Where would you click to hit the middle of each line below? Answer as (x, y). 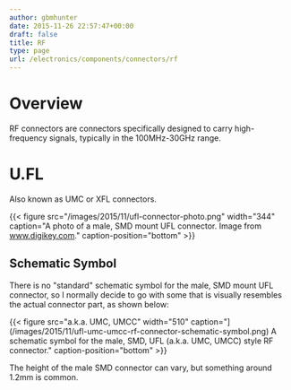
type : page (30, 51)
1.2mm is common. (44, 377)
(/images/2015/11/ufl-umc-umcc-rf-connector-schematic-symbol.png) (139, 331)
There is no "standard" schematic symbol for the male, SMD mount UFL (141, 285)
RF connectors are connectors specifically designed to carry (121, 128)
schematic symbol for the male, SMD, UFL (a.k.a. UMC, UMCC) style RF (141, 341)
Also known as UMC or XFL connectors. (83, 199)
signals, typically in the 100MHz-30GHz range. (135, 138)
